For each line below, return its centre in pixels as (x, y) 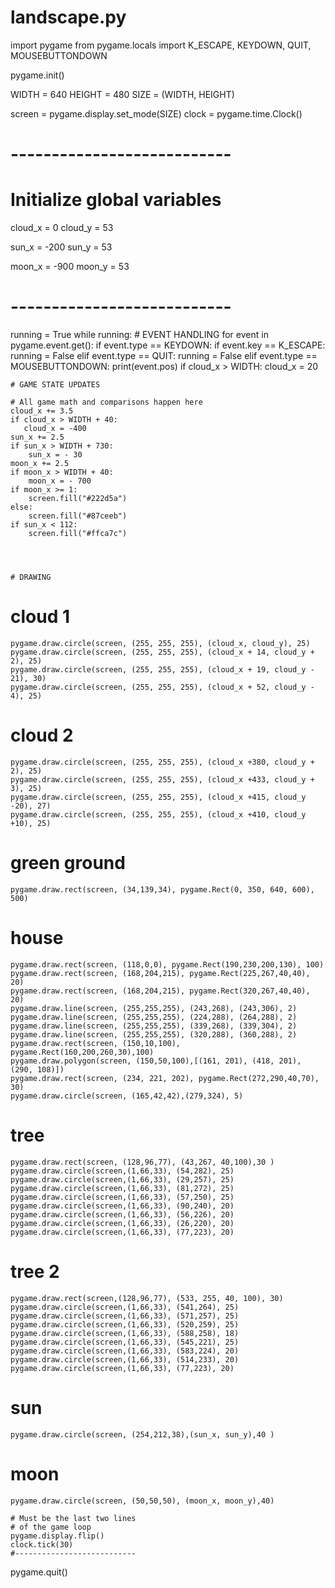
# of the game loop (51, 1527)
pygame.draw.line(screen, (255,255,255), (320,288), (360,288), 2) (154, 1034)
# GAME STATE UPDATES (55, 385)
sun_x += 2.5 (37, 437)
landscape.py (68, 17)
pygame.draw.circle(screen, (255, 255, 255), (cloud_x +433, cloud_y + (162, 779)
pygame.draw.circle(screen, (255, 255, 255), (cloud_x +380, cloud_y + (162, 762)
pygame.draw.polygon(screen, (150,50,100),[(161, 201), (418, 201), (156, 1061)
